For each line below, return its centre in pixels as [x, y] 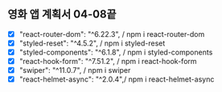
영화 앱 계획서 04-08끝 [62, 14]
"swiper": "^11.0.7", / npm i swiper [75, 70]
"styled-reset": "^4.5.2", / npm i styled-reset [92, 43]
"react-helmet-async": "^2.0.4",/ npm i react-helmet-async [117, 79]
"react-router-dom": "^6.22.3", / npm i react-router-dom [112, 34]
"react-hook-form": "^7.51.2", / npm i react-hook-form [108, 61]
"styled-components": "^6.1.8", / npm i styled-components [116, 52]
